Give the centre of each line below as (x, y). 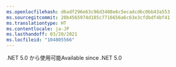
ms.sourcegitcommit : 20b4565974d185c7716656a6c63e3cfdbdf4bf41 (88, 18)
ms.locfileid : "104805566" (40, 40)
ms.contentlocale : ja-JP (38, 29)
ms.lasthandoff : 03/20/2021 (42, 34)
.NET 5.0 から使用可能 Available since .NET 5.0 (64, 58)
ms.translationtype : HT (37, 23)
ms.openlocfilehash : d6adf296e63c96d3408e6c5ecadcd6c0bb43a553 (88, 12)
